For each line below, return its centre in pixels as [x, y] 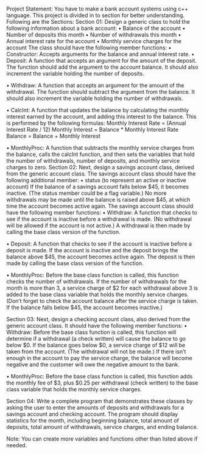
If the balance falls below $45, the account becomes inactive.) [85, 307]
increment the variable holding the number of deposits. [75, 73]
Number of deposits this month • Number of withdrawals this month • [94, 35]
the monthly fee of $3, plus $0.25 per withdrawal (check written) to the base [102, 383]
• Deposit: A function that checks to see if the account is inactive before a [99, 244]
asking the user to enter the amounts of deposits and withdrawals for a [95, 407]
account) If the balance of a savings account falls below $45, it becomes [97, 186]
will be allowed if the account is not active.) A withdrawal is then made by [98, 225]
